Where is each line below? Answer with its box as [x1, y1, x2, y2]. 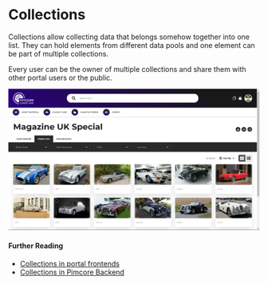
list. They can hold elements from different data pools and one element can [8, 40, 255, 49]
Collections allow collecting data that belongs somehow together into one [8, 32, 250, 41]
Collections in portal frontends [19, 258, 120, 268]
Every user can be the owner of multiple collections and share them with [8, 64, 246, 73]
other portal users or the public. [8, 73, 113, 82]
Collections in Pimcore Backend [19, 267, 125, 277]
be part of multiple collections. [8, 49, 109, 58]
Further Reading [8, 241, 64, 250]
